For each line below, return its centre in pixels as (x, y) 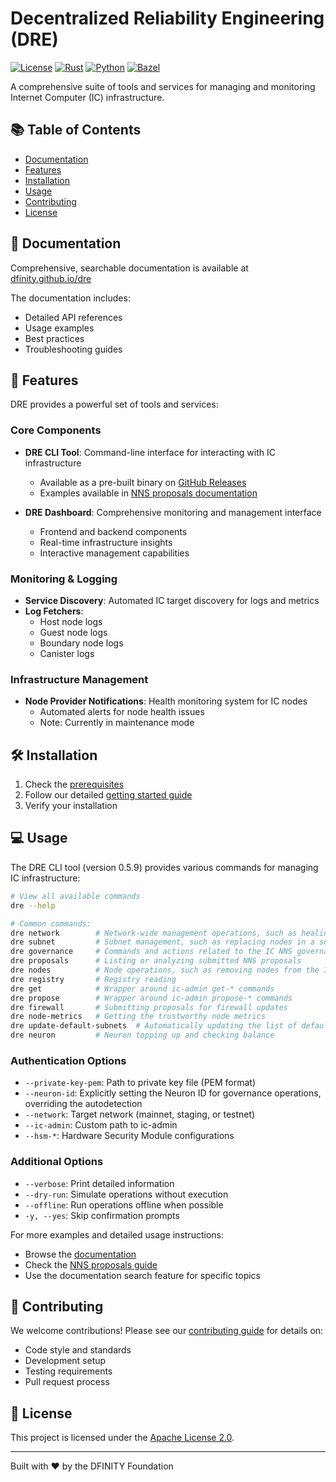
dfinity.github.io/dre (51, 278)
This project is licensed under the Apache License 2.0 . (122, 1438)
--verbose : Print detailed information (99, 1183)
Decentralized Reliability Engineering (167, 18)
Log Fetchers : (54, 611)
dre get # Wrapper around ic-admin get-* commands (142, 988)
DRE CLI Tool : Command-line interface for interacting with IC (150, 452)
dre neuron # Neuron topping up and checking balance (142, 1035)
